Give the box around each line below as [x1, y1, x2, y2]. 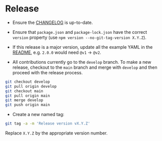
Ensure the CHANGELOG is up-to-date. [12, 19, 93, 25]
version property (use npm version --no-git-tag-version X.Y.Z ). [12, 34, 147, 40]
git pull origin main [5, 93, 50, 98]
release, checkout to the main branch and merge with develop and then [12, 64, 158, 70]
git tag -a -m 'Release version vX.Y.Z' [5, 121, 91, 126]
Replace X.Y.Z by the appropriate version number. [5, 130, 108, 136]
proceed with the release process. [12, 69, 83, 75]
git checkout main [5, 88, 43, 94]
